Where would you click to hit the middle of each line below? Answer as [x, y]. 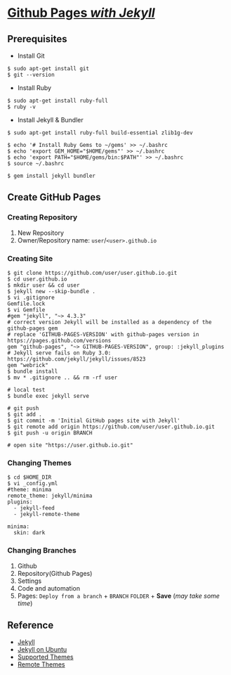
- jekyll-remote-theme [47, 515]
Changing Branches [42, 551]
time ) [25, 603]
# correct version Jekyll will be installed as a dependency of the [110, 322]
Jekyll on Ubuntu [42, 650]
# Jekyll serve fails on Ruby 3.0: [59, 353]
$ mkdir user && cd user [44, 285]
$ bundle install [33, 371]
